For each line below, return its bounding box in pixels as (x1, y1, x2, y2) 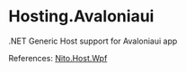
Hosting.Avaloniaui (8, 6, 155, 27)
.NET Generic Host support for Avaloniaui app (8, 36, 178, 46)
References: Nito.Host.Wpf (8, 52, 108, 63)
